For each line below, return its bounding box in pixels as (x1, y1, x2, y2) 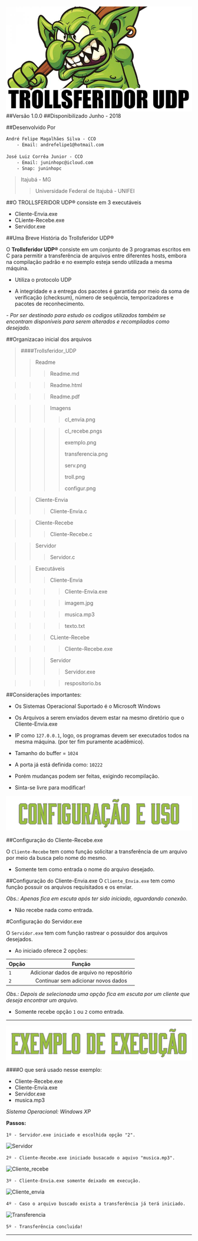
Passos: (6, 1120, 27, 1126)
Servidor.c (49, 553, 75, 560)
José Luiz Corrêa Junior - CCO (6, 153, 83, 160)
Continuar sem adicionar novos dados (35, 977, 128, 984)
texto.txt (64, 622, 85, 629)
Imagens (49, 404, 71, 411)
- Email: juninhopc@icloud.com (16, 159, 94, 166)
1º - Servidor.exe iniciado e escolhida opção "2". (6, 1132, 136, 1138)
